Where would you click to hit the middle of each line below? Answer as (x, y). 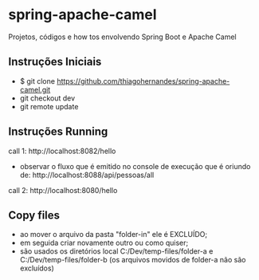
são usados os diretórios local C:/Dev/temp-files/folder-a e (116, 251)
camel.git (35, 89)
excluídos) (37, 268)
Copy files (34, 215)
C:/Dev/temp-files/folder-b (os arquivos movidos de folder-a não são (133, 260)
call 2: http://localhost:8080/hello (63, 190)
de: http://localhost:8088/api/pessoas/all (87, 175)
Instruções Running (58, 132)
